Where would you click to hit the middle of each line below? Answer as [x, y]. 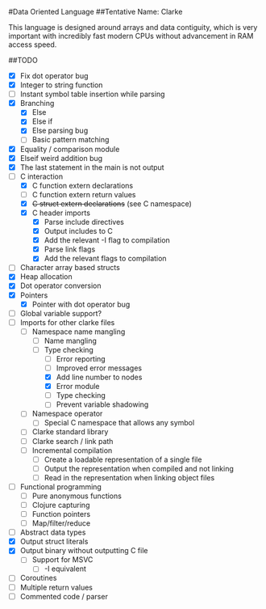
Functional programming [61, 486]
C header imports [61, 213]
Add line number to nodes [99, 377]
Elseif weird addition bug [61, 158]
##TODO [23, 60]
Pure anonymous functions [77, 496]
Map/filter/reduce [61, 523]
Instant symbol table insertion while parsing [92, 94]
